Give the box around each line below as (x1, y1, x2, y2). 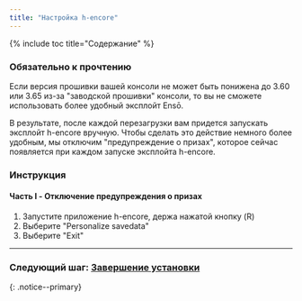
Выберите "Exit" (22, 231, 84, 242)
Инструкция (9, 169, 67, 181)
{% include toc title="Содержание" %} (9, 38, 155, 49)
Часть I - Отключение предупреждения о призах (9, 191, 202, 202)
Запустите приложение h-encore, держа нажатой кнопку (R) (22, 211, 255, 222)
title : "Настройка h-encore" (9, 13, 119, 23)
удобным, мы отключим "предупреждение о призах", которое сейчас (9, 136, 279, 147)
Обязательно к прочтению (9, 60, 132, 73)
